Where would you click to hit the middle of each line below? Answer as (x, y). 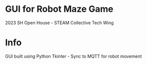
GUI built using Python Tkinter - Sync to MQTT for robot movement (73, 56)
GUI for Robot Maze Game (59, 9)
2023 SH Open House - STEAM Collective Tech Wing (59, 23)
